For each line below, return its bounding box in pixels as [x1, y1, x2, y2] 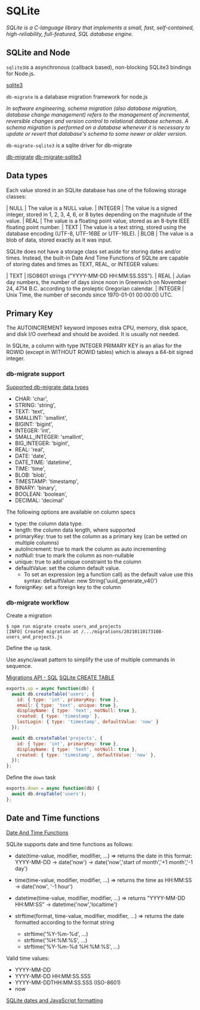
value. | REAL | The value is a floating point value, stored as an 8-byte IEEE [6, 217, 190, 224]
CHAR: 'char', [14, 395, 48, 402]
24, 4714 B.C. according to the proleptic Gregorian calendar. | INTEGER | [6, 285, 184, 292]
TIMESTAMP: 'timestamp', [14, 477, 79, 485]
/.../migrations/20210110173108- [81, 628, 164, 634]
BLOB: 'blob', [14, 471, 47, 478]
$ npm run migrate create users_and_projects [6, 623, 121, 629]
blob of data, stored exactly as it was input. [6, 236, 112, 243]
